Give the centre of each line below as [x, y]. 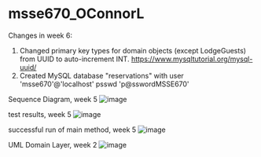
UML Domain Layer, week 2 [53, 144]
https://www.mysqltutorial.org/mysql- [192, 59]
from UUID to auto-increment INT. [74, 59]
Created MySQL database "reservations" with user [102, 75]
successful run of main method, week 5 [72, 130]
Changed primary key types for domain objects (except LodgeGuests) [132, 50]
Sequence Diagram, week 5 [53, 99]
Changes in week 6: [40, 35]
